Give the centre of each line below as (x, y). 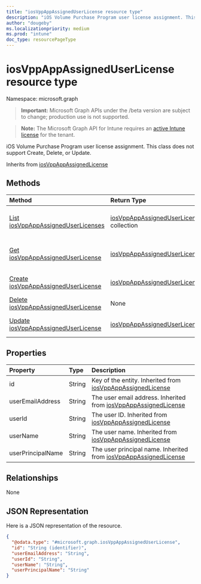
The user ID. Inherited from (130, 415)
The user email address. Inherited (139, 397)
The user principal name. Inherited (140, 449)
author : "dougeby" (29, 23)
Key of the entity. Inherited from (136, 380)
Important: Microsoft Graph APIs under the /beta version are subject (105, 110)
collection (124, 225)
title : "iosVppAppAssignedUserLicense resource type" (75, 12)
